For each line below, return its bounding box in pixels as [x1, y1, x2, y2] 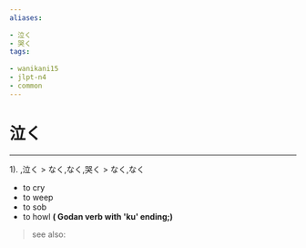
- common [9, 81, 43, 90]
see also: [31, 229, 66, 240]
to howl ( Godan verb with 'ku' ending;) [22, 211, 173, 222]
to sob [22, 201, 47, 212]
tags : [9, 47, 30, 57]
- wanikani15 [9, 65, 59, 74]
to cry [22, 181, 46, 192]
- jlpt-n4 [9, 73, 47, 82]
